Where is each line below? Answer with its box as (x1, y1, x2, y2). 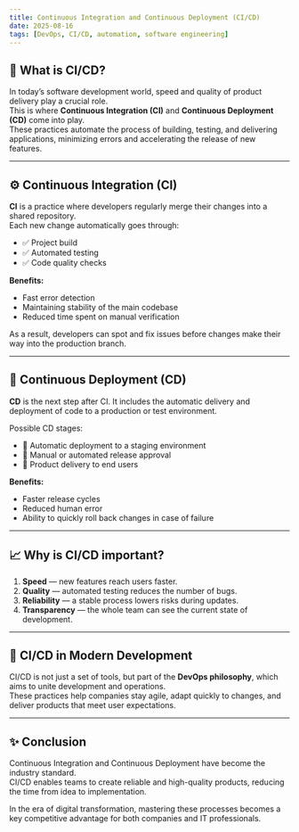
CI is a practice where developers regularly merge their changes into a (9, 202, 268, 211)
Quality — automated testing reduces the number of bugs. (21, 585, 238, 596)
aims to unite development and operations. (9, 681, 166, 692)
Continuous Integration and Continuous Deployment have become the (9, 758, 265, 769)
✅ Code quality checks (21, 258, 107, 268)
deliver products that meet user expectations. (9, 700, 176, 711)
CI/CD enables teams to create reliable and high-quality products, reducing (9, 777, 285, 787)
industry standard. (9, 768, 77, 778)
